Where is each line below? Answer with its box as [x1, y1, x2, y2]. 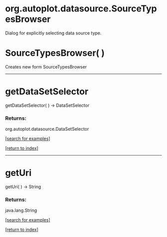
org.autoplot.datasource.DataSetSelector [5, 126, 89, 132]
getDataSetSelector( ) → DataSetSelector [5, 102, 89, 108]
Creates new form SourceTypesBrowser [5, 64, 87, 70]
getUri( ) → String [5, 184, 41, 190]
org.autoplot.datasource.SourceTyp [5, 3, 157, 14]
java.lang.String [5, 207, 37, 214]
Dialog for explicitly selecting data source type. [5, 30, 102, 36]
